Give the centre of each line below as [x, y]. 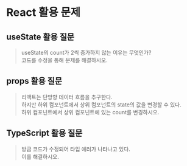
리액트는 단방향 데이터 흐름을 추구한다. [67, 97]
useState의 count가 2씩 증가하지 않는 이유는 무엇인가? [86, 53]
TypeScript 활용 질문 [44, 133]
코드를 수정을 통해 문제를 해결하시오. [64, 60]
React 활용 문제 [44, 12]
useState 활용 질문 [41, 37]
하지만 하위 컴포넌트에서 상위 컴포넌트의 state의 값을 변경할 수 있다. [101, 105]
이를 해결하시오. [40, 156]
